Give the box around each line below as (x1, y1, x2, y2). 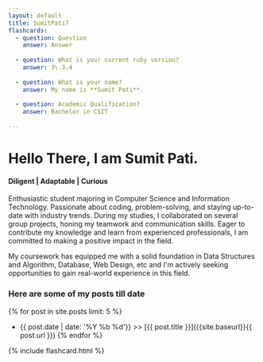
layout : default (8, 11, 62, 20)
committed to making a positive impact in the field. (8, 236, 174, 246)
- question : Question (15, 33, 87, 42)
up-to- (233, 202, 254, 212)
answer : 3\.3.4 (22, 64, 73, 72)
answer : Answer (22, 41, 73, 49)
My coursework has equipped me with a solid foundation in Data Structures (8, 251, 256, 261)
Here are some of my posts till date (8, 288, 145, 299)
